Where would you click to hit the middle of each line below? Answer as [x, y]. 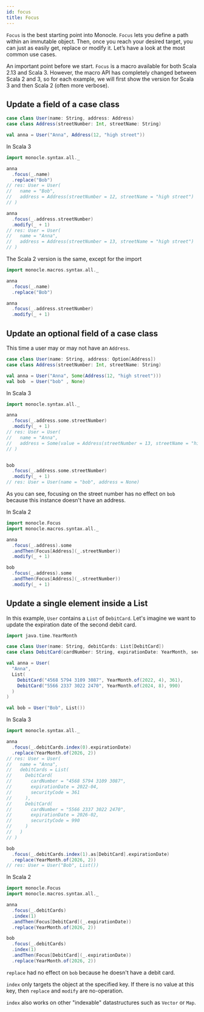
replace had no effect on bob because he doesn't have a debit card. [91, 973]
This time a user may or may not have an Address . [68, 348]
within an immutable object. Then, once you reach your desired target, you [100, 41]
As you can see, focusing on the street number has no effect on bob [91, 494]
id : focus [19, 12]
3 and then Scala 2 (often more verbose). [58, 85]
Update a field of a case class [63, 104]
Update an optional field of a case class [82, 334]
